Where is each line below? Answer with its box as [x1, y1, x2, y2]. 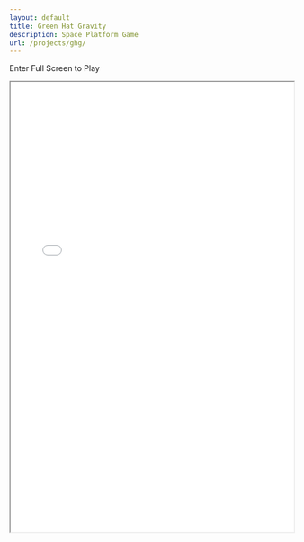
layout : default [9, 13, 70, 23]
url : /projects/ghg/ [9, 38, 87, 48]
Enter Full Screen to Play [9, 63, 101, 74]
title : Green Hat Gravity [9, 22, 106, 31]
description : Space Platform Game [9, 30, 139, 39]
